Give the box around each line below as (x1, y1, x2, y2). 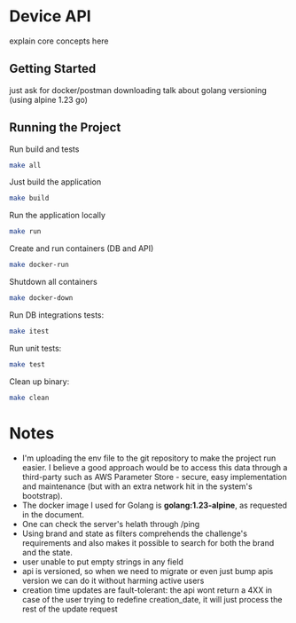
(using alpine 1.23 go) (9, 94, 89, 105)
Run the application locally (9, 210, 106, 221)
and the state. (21, 547, 73, 557)
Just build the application (9, 177, 102, 187)
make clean (9, 393, 50, 402)
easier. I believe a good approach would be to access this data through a (21, 461, 288, 472)
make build (9, 193, 50, 203)
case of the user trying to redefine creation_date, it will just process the (21, 594, 283, 604)
